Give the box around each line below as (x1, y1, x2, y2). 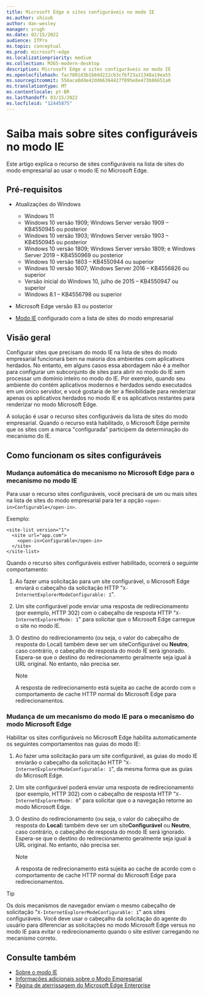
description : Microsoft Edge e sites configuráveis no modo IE (6, 66, 171, 72)
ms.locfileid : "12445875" (6, 100, 72, 106)
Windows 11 (24, 212, 54, 220)
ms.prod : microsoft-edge (6, 49, 70, 55)
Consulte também (6, 952, 76, 962)
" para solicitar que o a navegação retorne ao (78, 797, 193, 804)
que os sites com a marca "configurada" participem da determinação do (6, 426, 188, 433)
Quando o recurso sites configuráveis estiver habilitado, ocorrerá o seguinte (6, 559, 199, 567)
